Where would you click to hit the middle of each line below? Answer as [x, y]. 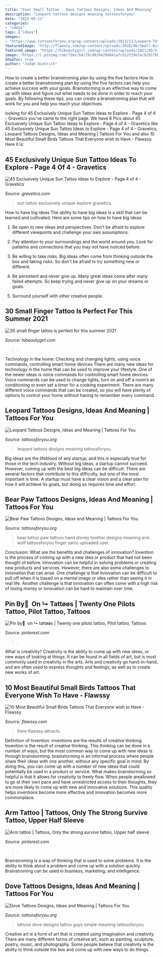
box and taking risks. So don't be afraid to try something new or [76, 261]
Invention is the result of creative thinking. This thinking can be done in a [78, 746]
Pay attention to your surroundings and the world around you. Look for [82, 241]
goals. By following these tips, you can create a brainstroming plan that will [80, 98]
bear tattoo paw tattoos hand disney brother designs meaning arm [83, 538]
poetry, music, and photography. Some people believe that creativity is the [80, 944]
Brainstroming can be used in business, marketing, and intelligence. [73, 871]
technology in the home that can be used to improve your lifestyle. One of [79, 369]
